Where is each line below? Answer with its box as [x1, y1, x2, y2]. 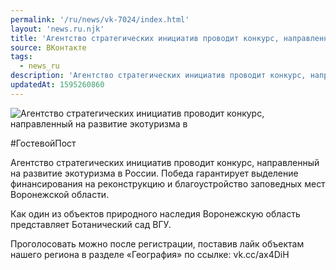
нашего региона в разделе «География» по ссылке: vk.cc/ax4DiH [10, 248, 290, 260]
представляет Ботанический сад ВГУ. [10, 218, 172, 230]
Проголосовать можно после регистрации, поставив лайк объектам [10, 237, 305, 250]
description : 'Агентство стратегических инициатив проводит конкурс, [10, 71, 307, 81]
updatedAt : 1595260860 [10, 80, 105, 90]
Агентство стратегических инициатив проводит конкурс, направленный [10, 156, 320, 168]
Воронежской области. [10, 188, 110, 200]
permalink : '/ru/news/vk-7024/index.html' [10, 14, 190, 25]
